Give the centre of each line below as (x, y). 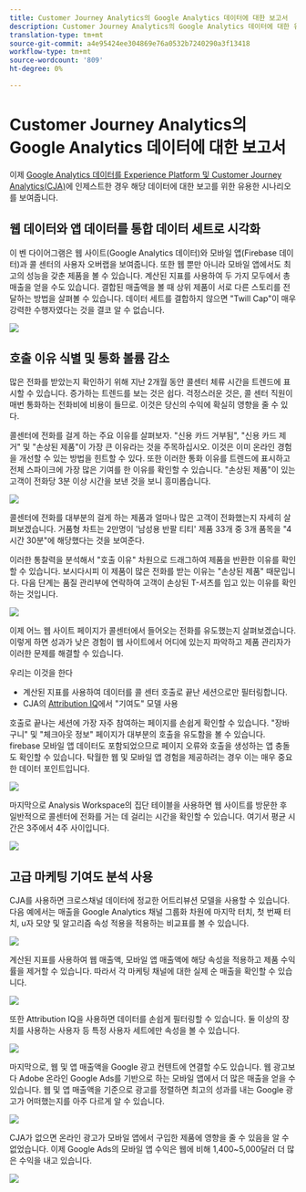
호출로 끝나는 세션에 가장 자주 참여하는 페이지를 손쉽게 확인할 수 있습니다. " (143, 723)
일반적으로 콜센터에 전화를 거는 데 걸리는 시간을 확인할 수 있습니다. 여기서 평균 (148, 817)
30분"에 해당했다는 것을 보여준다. (85, 540)
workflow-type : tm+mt (51, 52)
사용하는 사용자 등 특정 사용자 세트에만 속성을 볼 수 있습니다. (133, 1030)
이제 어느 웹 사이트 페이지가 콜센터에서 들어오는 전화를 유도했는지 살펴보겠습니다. (153, 631)
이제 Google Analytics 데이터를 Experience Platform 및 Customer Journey (146, 174)
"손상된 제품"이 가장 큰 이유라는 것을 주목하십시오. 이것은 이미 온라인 (154, 447)
